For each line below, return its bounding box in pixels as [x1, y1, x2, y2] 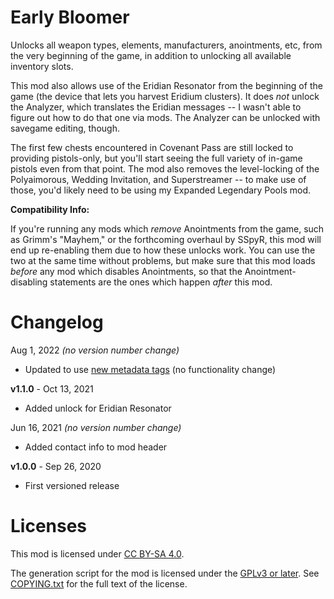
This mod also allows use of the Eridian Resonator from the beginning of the [10, 79, 323, 91]
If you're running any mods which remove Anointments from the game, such [10, 222, 325, 235]
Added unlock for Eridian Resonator [24, 402, 172, 414]
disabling [10, 276, 48, 288]
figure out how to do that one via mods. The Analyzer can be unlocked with [10, 111, 321, 123]
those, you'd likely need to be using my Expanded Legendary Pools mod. [10, 184, 311, 196]
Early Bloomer [10, 6, 130, 29]
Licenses [10, 515, 88, 538]
